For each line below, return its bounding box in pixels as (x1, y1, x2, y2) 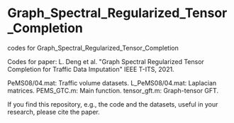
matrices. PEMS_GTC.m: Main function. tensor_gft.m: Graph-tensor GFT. (7, 86, 218, 95)
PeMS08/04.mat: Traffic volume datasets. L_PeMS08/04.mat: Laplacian (7, 78, 217, 87)
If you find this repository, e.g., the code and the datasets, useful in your (7, 100, 218, 108)
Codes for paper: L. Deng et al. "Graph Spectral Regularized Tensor (7, 57, 204, 65)
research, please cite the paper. (7, 107, 101, 116)
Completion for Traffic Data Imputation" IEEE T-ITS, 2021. (7, 65, 175, 73)
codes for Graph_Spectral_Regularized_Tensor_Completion (7, 43, 179, 52)
